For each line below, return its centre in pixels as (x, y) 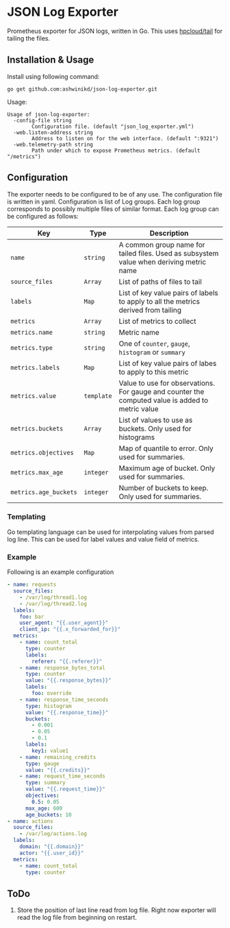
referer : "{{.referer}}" (67, 661)
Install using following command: (53, 76)
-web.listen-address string (53, 132)
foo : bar (32, 617)
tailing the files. (28, 38)
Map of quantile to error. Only (166, 448)
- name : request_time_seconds (63, 776)
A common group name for (162, 245)
